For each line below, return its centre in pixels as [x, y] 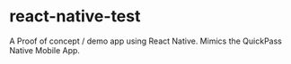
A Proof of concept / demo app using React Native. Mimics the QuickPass [146, 41]
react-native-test [75, 16]
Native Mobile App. [45, 50]
